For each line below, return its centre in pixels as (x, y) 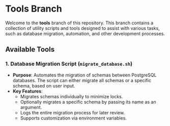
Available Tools (30, 49)
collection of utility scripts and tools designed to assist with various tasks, (83, 28)
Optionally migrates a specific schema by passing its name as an (88, 102)
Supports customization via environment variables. (74, 118)
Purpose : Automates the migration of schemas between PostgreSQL (84, 75)
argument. (31, 107)
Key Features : (27, 91)
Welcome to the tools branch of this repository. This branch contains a (79, 23)
